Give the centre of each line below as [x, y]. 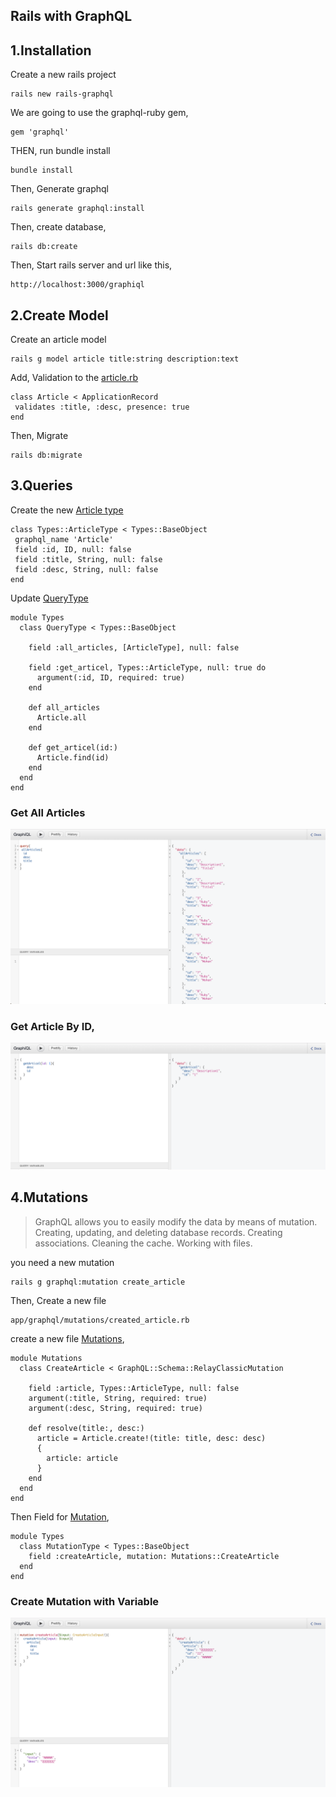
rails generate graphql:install [77, 209]
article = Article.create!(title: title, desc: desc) [151, 1438]
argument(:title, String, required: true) [118, 1398]
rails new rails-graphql [62, 94]
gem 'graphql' [40, 132]
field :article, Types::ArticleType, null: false [134, 1388]
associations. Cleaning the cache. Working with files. [143, 1243]
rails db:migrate [46, 455]
